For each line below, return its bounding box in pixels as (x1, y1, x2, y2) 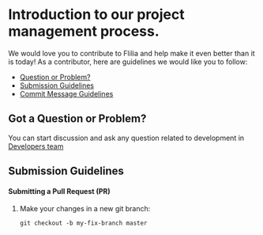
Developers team (8, 141, 64, 151)
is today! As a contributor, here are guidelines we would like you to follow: (8, 57, 248, 66)
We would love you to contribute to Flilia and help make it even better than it (8, 48, 255, 58)
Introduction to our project (8, 6, 186, 24)
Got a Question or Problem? (8, 112, 147, 126)
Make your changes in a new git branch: (19, 204, 151, 214)
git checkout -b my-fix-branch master (19, 219, 148, 227)
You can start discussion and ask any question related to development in (8, 133, 245, 142)
